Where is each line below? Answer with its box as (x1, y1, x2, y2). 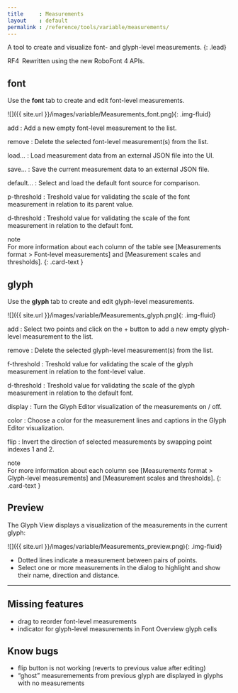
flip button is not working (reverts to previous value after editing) (17, 664, 207, 672)
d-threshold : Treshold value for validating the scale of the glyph (7, 381, 195, 389)
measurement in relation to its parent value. (7, 200, 135, 209)
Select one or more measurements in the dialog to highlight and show (17, 563, 221, 572)
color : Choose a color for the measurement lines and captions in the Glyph (7, 416, 227, 425)
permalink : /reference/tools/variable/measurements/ (7, 23, 170, 31)
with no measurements (17, 679, 85, 687)
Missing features (7, 598, 84, 611)
